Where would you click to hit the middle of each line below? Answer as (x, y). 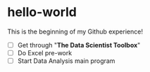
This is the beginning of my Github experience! (75, 31)
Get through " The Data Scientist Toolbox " (79, 45)
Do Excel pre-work (45, 53)
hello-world (42, 12)
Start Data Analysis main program (66, 61)
